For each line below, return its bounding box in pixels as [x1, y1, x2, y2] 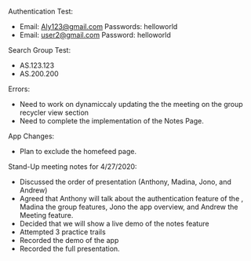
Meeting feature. [19, 211, 74, 219]
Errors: [8, 84, 31, 94]
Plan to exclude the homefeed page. [19, 147, 137, 156]
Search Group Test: [8, 46, 71, 54]
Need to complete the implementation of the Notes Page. [19, 116, 204, 125]
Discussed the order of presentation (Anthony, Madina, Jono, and [19, 177, 231, 186]
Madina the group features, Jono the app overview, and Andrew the [19, 202, 238, 211]
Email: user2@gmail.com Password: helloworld [19, 31, 171, 39]
